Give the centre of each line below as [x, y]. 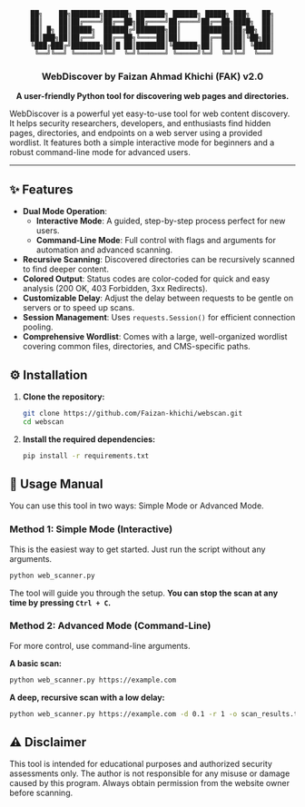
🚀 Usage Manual [56, 483]
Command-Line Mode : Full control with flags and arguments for [156, 241]
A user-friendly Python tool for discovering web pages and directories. [152, 96]
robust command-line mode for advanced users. [100, 153]
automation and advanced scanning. [104, 250]
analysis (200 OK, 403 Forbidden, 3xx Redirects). [115, 289]
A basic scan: [35, 663]
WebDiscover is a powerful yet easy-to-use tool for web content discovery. [150, 113]
